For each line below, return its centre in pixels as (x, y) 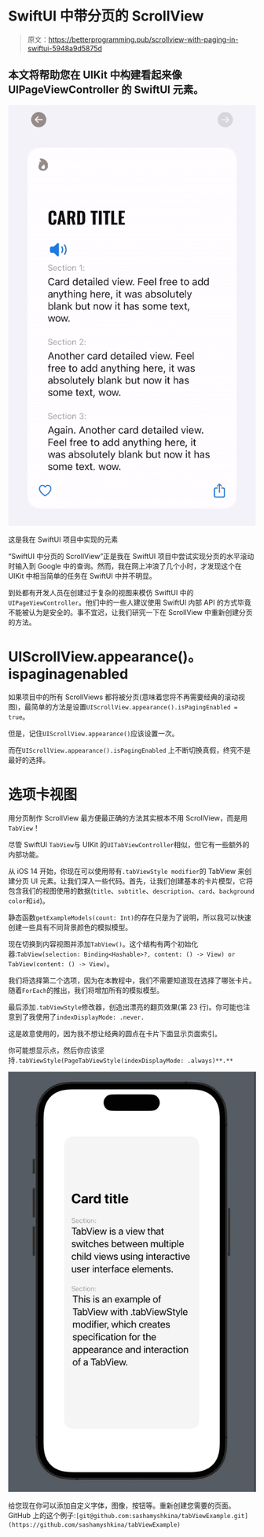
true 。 (19, 717)
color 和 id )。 (29, 900)
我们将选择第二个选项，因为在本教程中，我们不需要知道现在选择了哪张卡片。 (132, 980)
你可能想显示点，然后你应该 (53, 1050)
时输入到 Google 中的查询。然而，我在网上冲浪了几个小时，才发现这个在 (125, 566)
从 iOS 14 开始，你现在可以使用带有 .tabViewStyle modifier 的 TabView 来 (126, 871)
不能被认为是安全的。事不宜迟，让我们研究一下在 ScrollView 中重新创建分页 (130, 612)
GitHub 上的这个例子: (42, 1516)
